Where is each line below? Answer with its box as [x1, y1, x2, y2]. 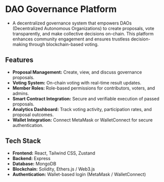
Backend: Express [12, 155, 51, 161]
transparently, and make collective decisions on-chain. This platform [12, 30, 154, 36]
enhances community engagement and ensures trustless [12, 36, 130, 42]
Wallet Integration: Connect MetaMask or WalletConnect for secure [12, 116, 153, 123]
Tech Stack [5, 136, 41, 145]
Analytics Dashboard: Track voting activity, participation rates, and [12, 106, 152, 112]
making [12, 41, 28, 47]
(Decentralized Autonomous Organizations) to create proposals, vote [12, 25, 154, 31]
